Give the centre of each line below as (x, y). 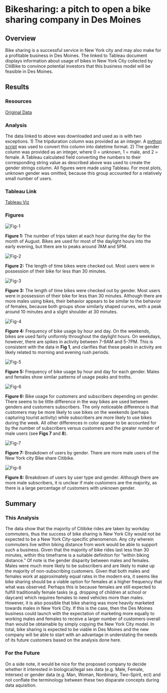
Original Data (19, 112)
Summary (21, 504)
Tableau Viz (17, 202)
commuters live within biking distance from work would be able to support (82, 545)
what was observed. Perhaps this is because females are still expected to (81, 587)
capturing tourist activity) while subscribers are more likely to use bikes (79, 417)
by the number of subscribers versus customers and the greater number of (82, 428)
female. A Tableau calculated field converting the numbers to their (73, 157)
